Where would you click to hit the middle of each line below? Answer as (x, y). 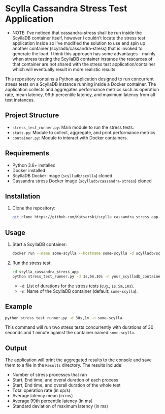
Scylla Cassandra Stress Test (66, 9)
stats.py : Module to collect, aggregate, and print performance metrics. (84, 132)
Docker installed (29, 170)
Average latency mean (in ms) (42, 396)
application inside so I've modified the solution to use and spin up (79, 43)
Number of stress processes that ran (49, 375)
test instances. (20, 100)
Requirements (27, 153)
